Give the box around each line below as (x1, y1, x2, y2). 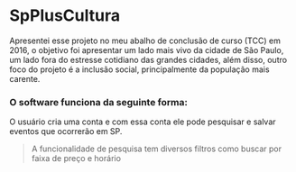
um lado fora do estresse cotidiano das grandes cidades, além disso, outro (9, 54, 287, 65)
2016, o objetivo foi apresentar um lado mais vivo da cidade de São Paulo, (9, 44, 284, 55)
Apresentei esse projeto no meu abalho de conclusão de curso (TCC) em (9, 35, 282, 46)
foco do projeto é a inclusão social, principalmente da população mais (9, 64, 270, 75)
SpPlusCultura (9, 5, 120, 26)
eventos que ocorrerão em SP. (9, 126, 123, 137)
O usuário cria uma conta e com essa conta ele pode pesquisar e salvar (9, 116, 277, 127)
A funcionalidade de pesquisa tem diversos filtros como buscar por (31, 143, 282, 154)
